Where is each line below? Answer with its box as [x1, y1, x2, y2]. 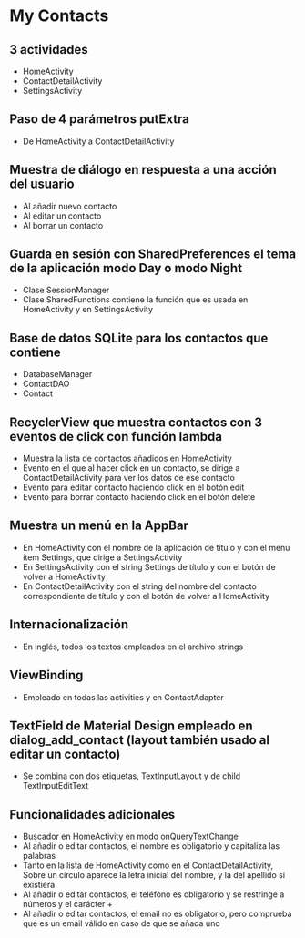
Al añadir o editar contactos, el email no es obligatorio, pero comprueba [22, 908, 292, 920]
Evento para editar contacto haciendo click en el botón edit [22, 482, 245, 493]
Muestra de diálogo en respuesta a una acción [9, 162, 277, 178]
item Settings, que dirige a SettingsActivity [22, 552, 183, 563]
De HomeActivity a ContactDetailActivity [22, 136, 175, 147]
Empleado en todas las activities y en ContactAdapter [22, 691, 225, 702]
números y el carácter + [22, 899, 114, 910]
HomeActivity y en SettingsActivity [22, 304, 153, 315]
